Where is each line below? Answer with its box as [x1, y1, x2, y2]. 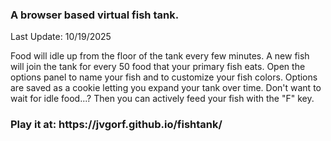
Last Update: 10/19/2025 [10, 31, 112, 43]
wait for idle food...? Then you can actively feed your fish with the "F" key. [10, 93, 315, 105]
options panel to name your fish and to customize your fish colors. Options [10, 71, 318, 83]
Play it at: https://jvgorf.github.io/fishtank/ [10, 118, 223, 132]
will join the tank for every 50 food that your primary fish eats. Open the [10, 61, 306, 73]
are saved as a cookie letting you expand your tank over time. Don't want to [10, 82, 322, 94]
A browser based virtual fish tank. [10, 8, 180, 22]
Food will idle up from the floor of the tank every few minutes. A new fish [10, 50, 310, 62]
